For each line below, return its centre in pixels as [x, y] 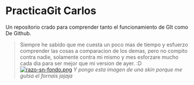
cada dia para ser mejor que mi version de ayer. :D [81, 63]
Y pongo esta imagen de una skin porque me [128, 69]
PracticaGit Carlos [51, 11]
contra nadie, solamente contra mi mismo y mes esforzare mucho [99, 57]
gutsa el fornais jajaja [46, 76]
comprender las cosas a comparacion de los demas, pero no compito [104, 50]
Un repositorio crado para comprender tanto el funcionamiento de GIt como [97, 27]
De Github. [18, 33]
